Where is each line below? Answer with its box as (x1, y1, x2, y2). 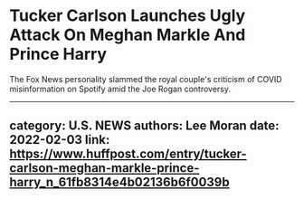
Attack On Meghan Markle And (9, 24, 246, 45)
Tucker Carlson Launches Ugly (9, 5, 246, 26)
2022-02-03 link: (9, 132, 110, 147)
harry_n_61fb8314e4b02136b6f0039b (9, 175, 230, 190)
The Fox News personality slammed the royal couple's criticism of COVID (9, 73, 282, 84)
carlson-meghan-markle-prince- (9, 160, 200, 176)
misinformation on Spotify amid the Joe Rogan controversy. (9, 83, 232, 94)
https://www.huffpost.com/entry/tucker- (9, 147, 247, 162)
